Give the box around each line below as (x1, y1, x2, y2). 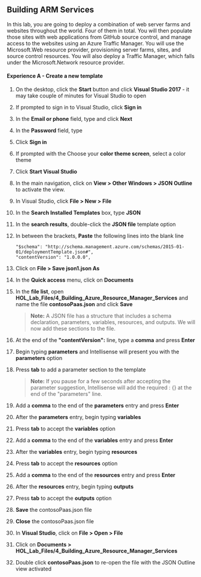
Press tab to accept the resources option (15, 460, 118, 467)
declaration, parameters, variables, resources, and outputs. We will (30, 319, 196, 326)
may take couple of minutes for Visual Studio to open (15, 92, 147, 99)
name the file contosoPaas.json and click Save (15, 301, 133, 308)
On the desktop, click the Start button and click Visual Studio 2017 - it (15, 86, 190, 93)
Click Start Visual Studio (15, 168, 77, 175)
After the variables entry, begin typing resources (15, 448, 138, 456)
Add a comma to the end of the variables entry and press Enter (15, 436, 173, 444)
